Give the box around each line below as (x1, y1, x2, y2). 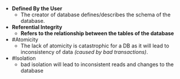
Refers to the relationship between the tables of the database (20, 30, 174, 37)
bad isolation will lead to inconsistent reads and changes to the (20, 61, 174, 68)
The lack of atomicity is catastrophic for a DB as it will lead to (20, 42, 169, 49)
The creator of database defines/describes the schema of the (20, 11, 171, 18)
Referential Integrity (11, 23, 63, 30)
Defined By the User (11, 5, 63, 12)
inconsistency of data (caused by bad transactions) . (20, 49, 149, 55)
